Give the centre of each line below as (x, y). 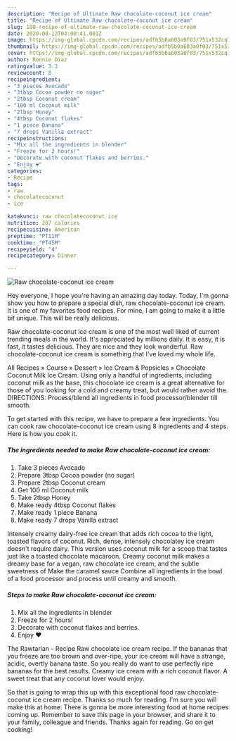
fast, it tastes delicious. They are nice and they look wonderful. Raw (105, 347)
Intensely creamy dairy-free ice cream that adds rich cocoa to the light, (110, 534)
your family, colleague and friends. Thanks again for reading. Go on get (111, 722)
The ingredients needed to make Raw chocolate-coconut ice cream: (109, 450)
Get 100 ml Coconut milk (53, 490)
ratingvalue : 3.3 (33, 66)
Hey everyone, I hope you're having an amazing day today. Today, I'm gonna (118, 296)
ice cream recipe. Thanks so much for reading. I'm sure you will (125, 700)
